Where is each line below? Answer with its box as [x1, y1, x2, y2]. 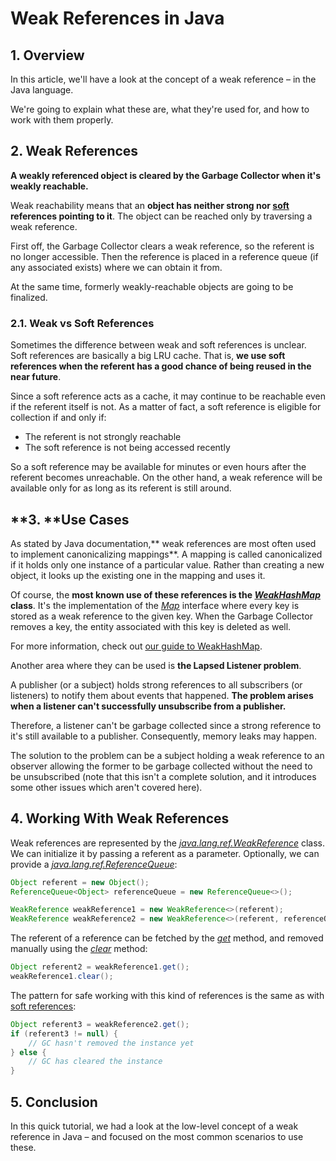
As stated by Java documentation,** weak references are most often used [10, 537, 317, 549]
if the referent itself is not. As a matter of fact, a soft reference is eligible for [10, 401, 322, 413]
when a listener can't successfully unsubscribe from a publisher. [10, 700, 287, 712]
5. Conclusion [10, 1093, 98, 1111]
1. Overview [10, 47, 85, 64]
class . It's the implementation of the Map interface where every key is [10, 599, 300, 611]
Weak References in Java [10, 7, 225, 30]
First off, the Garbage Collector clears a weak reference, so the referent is [10, 240, 315, 252]
